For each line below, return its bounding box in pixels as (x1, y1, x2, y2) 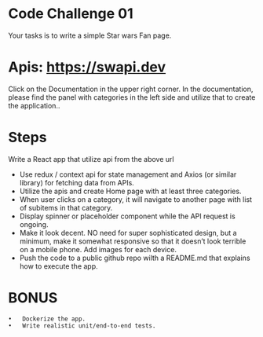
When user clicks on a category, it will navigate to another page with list (19, 194, 253, 204)
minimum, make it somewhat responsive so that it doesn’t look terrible (19, 236, 247, 246)
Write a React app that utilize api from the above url (8, 154, 174, 163)
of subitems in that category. (19, 203, 113, 212)
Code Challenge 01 (8, 5, 133, 23)
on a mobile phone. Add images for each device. (19, 244, 177, 254)
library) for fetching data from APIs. (19, 178, 135, 187)
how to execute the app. (19, 261, 98, 271)
